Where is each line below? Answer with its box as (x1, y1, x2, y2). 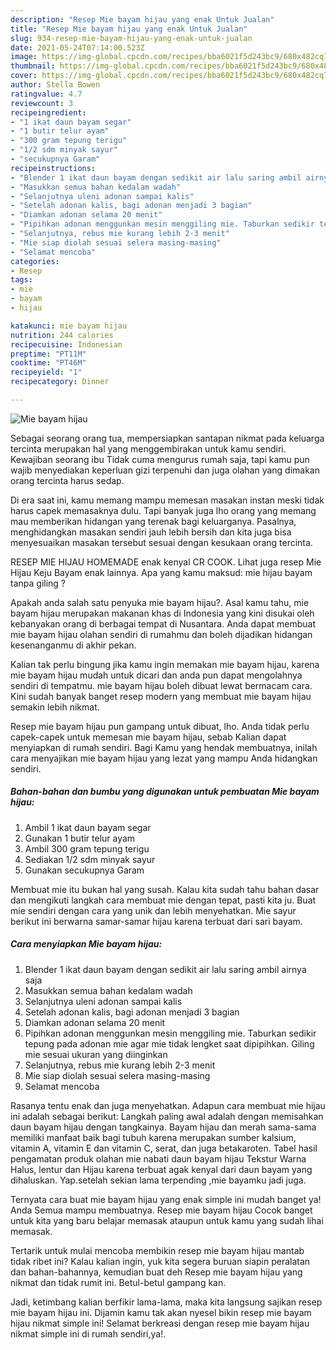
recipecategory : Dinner (10, 377, 110, 387)
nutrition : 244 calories (10, 330, 114, 340)
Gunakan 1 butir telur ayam (24, 832, 136, 844)
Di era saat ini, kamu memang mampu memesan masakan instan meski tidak (10, 494, 325, 506)
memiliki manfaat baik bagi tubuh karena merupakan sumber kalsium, (10, 1131, 297, 1143)
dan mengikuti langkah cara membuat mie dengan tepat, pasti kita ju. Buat (10, 894, 317, 906)
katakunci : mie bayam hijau (10, 321, 128, 331)
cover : (10, 71, 38, 81)
